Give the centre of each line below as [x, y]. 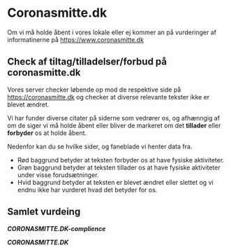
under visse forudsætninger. [58, 175]
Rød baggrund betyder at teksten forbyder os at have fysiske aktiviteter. [121, 160]
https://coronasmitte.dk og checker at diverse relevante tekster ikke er [109, 97]
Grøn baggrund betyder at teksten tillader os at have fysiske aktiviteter [119, 167]
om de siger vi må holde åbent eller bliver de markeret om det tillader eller [114, 125]
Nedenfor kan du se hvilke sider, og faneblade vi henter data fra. [100, 146]
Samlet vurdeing [44, 212]
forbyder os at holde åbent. [47, 133]
